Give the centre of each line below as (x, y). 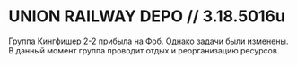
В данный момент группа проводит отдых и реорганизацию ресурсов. (144, 50)
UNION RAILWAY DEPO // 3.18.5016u (147, 16)
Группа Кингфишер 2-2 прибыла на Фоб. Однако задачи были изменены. (148, 41)
